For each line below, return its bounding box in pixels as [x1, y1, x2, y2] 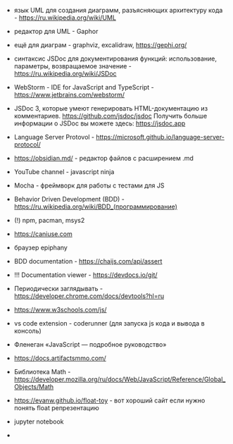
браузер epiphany [13, 243, 68, 252]
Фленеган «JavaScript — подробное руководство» [13, 340, 167, 348]
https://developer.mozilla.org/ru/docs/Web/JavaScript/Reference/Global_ [13, 375, 226, 383]
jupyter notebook [13, 417, 64, 426]
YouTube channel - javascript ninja [13, 168, 115, 175]
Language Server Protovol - [13, 133, 95, 141]
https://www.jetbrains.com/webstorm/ [13, 91, 125, 99]
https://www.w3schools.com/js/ [13, 306, 107, 314]
